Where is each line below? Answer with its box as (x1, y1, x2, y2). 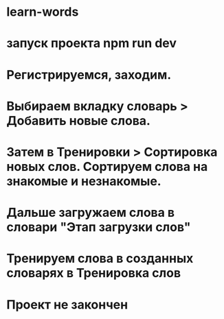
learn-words (6, 4, 79, 20)
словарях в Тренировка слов (6, 265, 181, 281)
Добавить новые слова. (6, 113, 150, 128)
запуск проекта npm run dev (6, 36, 177, 51)
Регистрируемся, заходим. (6, 67, 172, 82)
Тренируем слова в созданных (6, 251, 194, 266)
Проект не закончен (6, 296, 128, 312)
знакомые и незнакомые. (6, 173, 162, 189)
